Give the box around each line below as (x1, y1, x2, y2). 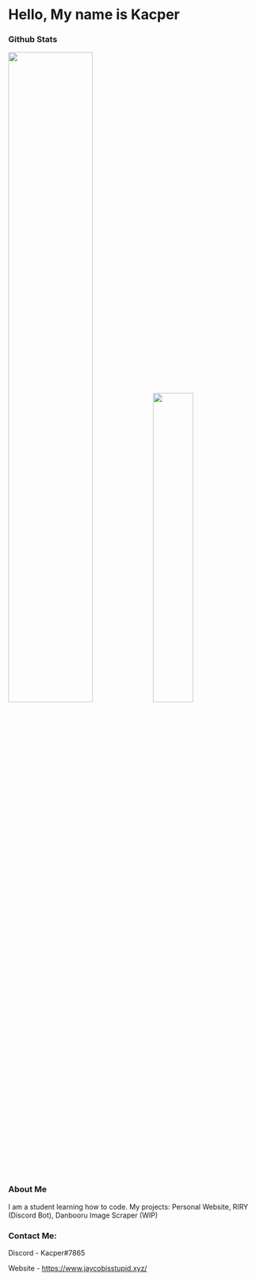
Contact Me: (8, 1230, 57, 1241)
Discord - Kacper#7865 (8, 1248, 86, 1258)
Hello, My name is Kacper (8, 6, 180, 24)
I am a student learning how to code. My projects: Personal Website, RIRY (8, 1202, 249, 1211)
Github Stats (8, 34, 58, 45)
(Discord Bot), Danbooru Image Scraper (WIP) (8, 1210, 159, 1220)
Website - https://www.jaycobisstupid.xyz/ (8, 1264, 147, 1273)
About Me (8, 1183, 48, 1195)
